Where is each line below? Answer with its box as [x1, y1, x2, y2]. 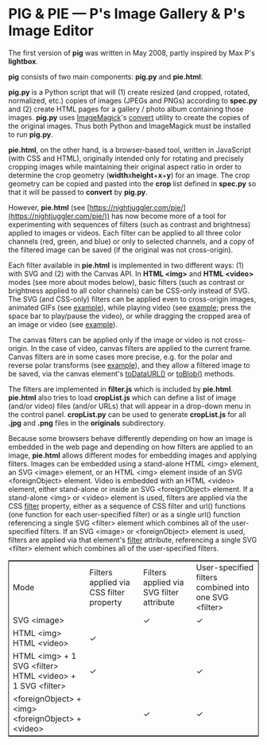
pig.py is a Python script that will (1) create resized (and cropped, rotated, [8, 87, 250, 96]
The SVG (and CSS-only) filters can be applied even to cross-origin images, [8, 294, 257, 303]
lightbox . [8, 57, 38, 66]
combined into [195, 582, 250, 593]
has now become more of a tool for [110, 211, 226, 220]
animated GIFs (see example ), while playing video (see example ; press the [8, 302, 252, 312]
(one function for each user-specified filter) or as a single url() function [8, 509, 241, 519]
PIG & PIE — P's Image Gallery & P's [8, 5, 246, 23]
